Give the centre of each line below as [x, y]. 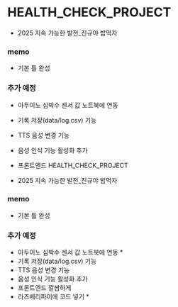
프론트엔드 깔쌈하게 [44, 288]
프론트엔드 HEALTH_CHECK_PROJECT [73, 165]
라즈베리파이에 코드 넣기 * [54, 297]
